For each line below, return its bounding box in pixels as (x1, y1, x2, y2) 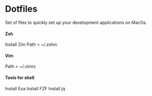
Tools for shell (5, 75, 35, 80)
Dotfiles (5, 3, 38, 15)
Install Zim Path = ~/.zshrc (5, 41, 58, 47)
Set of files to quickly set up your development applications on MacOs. (5, 19, 147, 25)
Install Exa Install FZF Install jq (5, 85, 66, 91)
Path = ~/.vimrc (5, 63, 37, 69)
